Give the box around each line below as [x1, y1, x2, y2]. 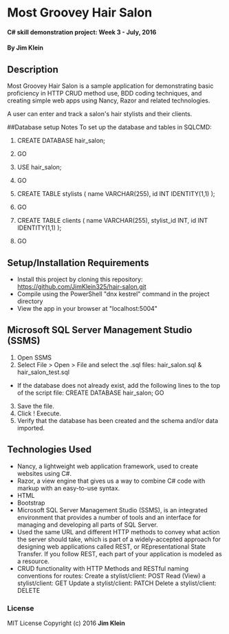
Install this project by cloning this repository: [17, 275, 143, 283]
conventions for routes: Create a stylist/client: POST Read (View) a [17, 571, 206, 580]
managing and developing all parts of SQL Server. [17, 521, 158, 529]
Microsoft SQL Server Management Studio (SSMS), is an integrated [17, 505, 208, 514]
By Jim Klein [7, 43, 43, 52]
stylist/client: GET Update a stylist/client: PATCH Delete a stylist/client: [17, 579, 217, 587]
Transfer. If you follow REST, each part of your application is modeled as [17, 549, 222, 558]
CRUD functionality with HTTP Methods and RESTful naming [17, 564, 189, 572]
